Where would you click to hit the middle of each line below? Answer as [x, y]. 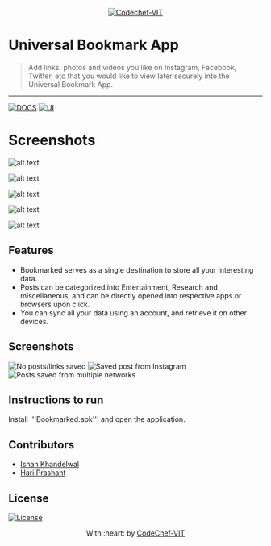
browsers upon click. [55, 304]
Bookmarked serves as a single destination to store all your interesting [137, 269]
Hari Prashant [43, 473]
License [29, 498]
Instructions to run [56, 400]
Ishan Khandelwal [49, 465]
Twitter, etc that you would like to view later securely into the [129, 76]
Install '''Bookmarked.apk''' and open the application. [97, 419]
